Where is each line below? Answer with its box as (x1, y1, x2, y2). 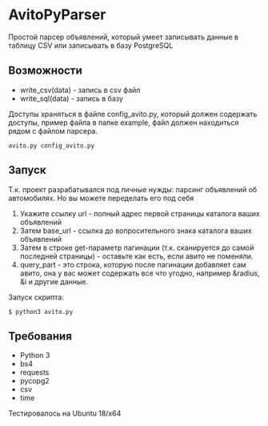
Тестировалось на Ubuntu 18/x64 (8, 408, 122, 418)
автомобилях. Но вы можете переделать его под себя (8, 193, 194, 203)
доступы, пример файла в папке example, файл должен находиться (8, 118, 239, 127)
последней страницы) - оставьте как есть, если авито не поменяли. (19, 251, 254, 261)
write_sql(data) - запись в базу (19, 94, 124, 103)
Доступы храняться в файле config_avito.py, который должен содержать (8, 109, 258, 119)
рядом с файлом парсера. (8, 126, 98, 135)
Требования (8, 329, 72, 343)
